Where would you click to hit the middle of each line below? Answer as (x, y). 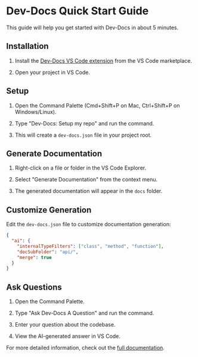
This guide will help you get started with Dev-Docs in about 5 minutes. (92, 27)
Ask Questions (34, 287)
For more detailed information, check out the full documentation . (86, 348)
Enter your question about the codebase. (65, 325)
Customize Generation (49, 210)
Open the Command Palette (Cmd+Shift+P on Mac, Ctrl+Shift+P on (97, 105)
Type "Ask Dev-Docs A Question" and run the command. (84, 313)
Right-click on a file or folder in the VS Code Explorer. (81, 168)
